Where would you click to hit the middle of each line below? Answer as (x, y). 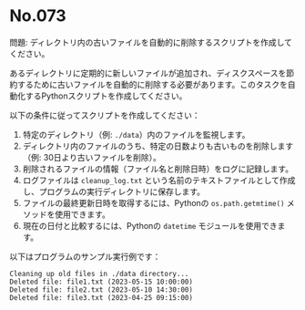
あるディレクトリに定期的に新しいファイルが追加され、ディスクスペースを (148, 73)
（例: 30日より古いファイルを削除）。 (91, 157)
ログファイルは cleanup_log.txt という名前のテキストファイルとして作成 (159, 180)
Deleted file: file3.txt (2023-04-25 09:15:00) (102, 297)
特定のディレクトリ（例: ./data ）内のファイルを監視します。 (136, 134)
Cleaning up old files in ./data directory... (99, 274)
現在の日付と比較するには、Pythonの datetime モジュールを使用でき (150, 225)
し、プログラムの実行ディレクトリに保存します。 (113, 191)
